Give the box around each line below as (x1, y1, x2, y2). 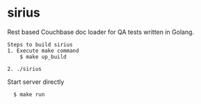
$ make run (13, 91, 45, 98)
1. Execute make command (7, 47, 79, 54)
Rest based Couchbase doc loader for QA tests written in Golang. (7, 28, 195, 36)
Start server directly (7, 78, 65, 86)
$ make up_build (19, 53, 67, 60)
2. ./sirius (7, 65, 42, 72)
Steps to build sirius (7, 41, 73, 48)
